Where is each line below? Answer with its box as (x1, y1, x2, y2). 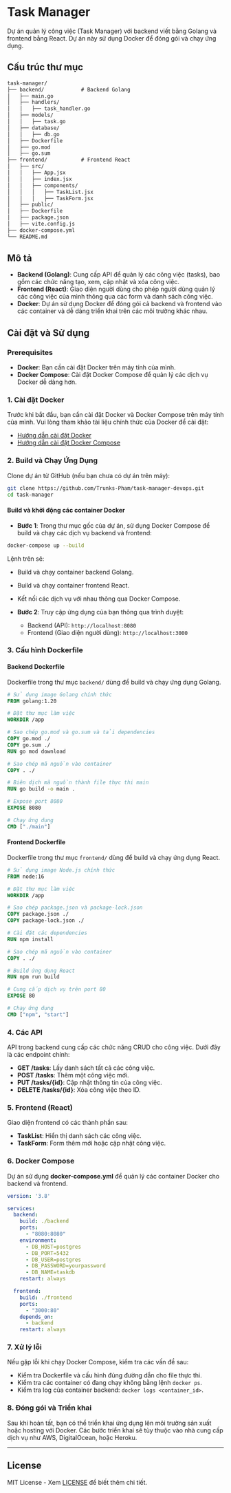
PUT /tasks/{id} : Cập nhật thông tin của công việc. (16, 1078, 163, 1087)
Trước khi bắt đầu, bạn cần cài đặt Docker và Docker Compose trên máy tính (7, 411, 224, 419)
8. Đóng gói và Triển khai (7, 1403, 92, 1413)
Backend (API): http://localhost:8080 (27, 621, 136, 630)
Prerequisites (7, 347, 53, 357)
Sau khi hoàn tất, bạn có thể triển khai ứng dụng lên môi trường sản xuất (7, 1419, 212, 1427)
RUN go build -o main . (7, 786, 76, 793)
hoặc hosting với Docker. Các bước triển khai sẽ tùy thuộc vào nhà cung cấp (7, 1426, 223, 1435)
